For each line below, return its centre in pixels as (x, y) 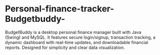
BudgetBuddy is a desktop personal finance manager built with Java (73, 32)
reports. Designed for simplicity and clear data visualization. (65, 47)
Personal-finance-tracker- (60, 9)
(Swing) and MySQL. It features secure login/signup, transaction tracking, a (80, 37)
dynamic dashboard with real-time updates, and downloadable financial (77, 42)
